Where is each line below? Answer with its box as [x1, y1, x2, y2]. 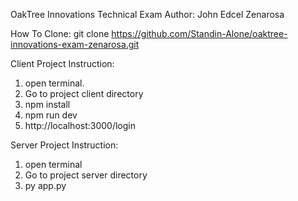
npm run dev [24, 109, 78, 121]
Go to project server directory [24, 169, 148, 181]
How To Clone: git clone [10, 28, 110, 39]
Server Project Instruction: [10, 139, 119, 151]
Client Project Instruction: [10, 58, 115, 69]
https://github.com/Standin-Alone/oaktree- [111, 28, 288, 39]
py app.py [24, 180, 67, 191]
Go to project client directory [24, 88, 144, 99]
